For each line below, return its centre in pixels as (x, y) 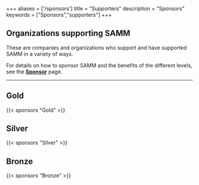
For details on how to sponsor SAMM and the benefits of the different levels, (99, 65)
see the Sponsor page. (34, 72)
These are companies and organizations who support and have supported (97, 47)
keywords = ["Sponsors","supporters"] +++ (59, 15)
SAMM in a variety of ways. (40, 54)
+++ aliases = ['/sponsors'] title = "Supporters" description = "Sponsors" (95, 9)
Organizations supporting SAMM (68, 33)
